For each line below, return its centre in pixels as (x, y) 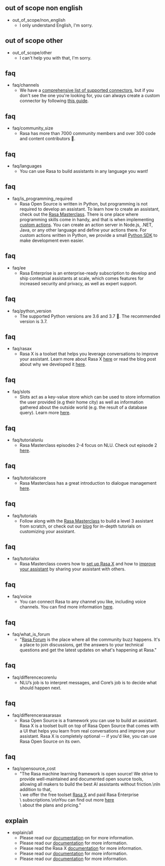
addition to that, (35, 790)
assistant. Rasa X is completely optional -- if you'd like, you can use (88, 736)
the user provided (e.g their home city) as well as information (82, 402)
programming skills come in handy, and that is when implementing (87, 219)
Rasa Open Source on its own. (50, 741)
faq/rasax (22, 349)
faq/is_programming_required (42, 199)
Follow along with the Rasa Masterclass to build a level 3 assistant (86, 521)
